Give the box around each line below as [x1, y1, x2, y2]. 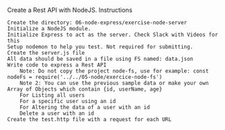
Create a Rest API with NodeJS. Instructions [7, 6, 133, 14]
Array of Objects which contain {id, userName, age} [7, 86, 163, 93]
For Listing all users [19, 92, 85, 99]
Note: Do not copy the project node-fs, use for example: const [19, 68, 209, 75]
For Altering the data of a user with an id [19, 104, 150, 111]
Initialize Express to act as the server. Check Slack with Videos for [7, 31, 218, 38]
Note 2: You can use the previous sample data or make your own [19, 80, 209, 86]
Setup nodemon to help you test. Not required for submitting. [7, 44, 194, 50]
